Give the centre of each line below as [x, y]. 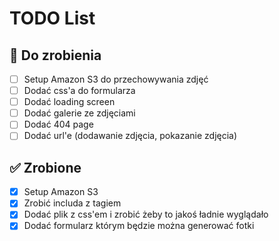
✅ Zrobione [45, 167]
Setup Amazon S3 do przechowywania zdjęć [116, 79]
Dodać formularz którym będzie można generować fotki [139, 226]
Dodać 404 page [58, 124]
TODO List [52, 18]
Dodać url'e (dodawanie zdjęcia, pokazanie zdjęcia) [130, 136]
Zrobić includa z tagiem [72, 203]
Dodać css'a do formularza [79, 91]
